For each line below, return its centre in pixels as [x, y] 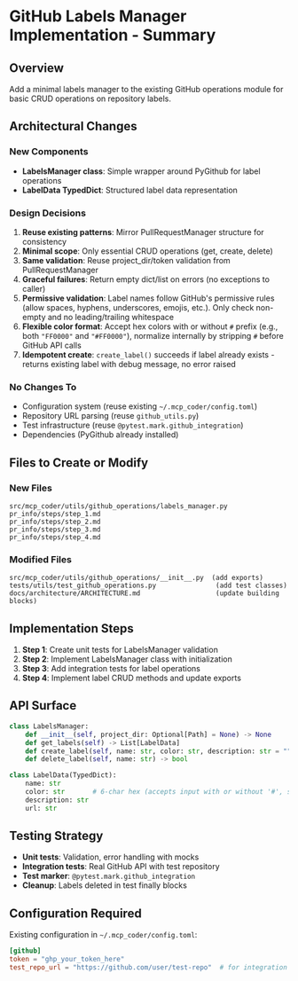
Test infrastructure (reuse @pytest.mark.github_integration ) [133, 425]
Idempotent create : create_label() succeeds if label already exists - [148, 354]
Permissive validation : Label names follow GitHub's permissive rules [148, 298]
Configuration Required [75, 913]
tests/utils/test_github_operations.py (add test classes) [149, 586]
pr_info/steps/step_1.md [55, 514]
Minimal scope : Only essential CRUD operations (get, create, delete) [147, 251]
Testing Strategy [56, 836]
